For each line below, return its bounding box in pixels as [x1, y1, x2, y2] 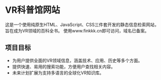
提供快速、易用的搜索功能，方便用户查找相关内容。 [12, 63, 115, 69]
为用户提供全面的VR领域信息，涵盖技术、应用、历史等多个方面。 [12, 57, 143, 63]
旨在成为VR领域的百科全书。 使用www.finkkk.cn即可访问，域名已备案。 [5, 27, 149, 33]
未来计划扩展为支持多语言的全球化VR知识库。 [12, 70, 104, 76]
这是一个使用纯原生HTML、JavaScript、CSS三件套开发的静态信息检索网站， [5, 22, 159, 27]
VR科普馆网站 [5, 4, 60, 16]
